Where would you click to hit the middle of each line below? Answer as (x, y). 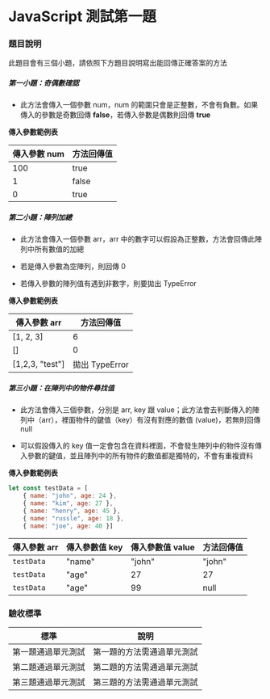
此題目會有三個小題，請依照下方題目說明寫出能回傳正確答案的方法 (118, 63)
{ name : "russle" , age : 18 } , (74, 518)
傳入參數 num (38, 154)
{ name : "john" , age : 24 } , (70, 496)
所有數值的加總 (59, 249)
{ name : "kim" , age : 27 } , (68, 503)
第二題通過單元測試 (49, 667)
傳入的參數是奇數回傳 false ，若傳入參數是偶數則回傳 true (115, 115)
